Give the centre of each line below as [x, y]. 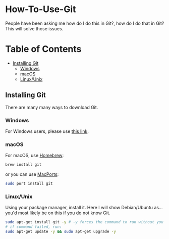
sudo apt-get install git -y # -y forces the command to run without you [84, 222]
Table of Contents [43, 49]
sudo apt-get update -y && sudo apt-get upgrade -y [61, 232]
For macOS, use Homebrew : [35, 156]
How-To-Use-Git [41, 9]
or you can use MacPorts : [32, 174]
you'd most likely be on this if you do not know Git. [58, 213]
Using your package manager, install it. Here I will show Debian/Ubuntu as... [84, 208]
